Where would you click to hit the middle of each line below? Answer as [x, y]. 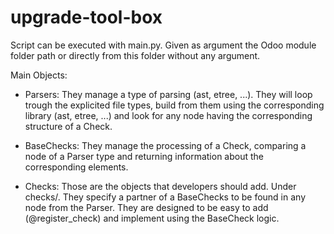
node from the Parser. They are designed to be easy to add [146, 207]
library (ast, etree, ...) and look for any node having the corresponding [168, 115]
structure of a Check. [68, 126]
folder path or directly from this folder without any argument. [135, 55]
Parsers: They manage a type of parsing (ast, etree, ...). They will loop [168, 94]
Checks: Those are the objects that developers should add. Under [160, 186]
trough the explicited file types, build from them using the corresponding [174, 105]
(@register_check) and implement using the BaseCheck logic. [152, 218]
